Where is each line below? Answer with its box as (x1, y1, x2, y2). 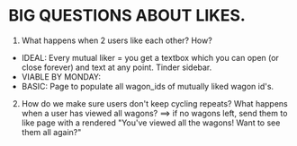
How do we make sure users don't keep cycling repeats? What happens (21, 98, 289, 108)
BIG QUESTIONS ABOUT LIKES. (8, 5, 247, 26)
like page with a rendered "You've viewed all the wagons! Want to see (21, 117, 281, 128)
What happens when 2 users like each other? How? (21, 35, 212, 46)
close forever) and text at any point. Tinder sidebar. (21, 62, 212, 73)
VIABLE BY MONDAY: (21, 71, 101, 82)
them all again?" (21, 126, 82, 137)
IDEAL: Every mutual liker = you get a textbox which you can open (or (21, 52, 280, 63)
